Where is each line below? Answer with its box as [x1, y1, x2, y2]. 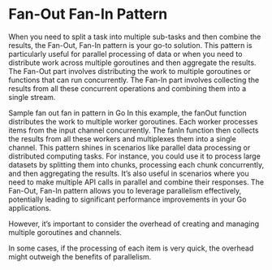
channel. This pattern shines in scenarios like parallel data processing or [8, 142, 251, 152]
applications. [8, 202, 51, 212]
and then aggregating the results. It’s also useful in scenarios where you [8, 168, 249, 178]
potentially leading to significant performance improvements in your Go [8, 194, 247, 204]
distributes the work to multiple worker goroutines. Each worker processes [8, 116, 258, 126]
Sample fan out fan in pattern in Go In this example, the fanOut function [8, 107, 248, 118]
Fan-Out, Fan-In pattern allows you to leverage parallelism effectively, [8, 185, 242, 195]
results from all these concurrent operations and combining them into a [8, 83, 247, 94]
